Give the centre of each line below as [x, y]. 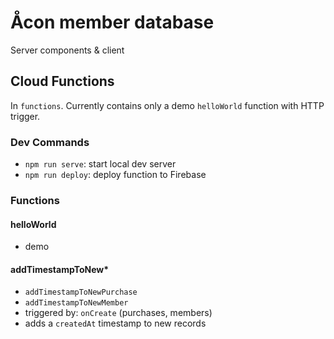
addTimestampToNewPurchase [81, 292]
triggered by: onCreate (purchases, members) [118, 313]
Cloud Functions [62, 81]
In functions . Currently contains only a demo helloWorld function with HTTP [167, 105]
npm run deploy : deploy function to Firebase [115, 175]
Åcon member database [112, 22]
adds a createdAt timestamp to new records [115, 323]
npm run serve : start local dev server [100, 164]
